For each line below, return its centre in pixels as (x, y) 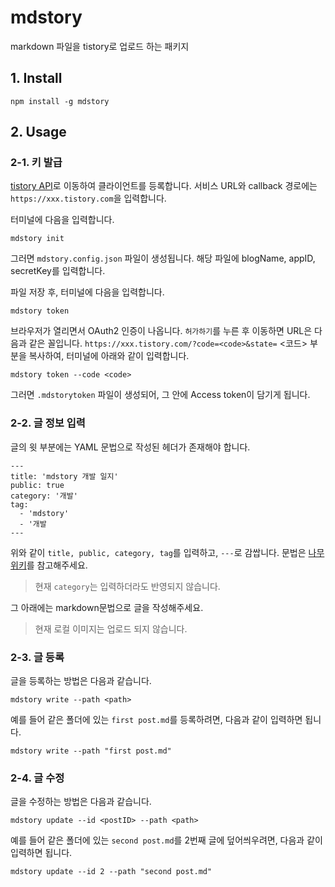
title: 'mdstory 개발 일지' (64, 476)
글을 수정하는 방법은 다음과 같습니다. (81, 802)
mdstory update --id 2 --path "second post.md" (111, 872)
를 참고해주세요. (57, 565)
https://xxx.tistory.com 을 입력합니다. (88, 198)
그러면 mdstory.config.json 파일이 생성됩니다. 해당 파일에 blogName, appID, (163, 258)
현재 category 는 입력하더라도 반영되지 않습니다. (127, 586)
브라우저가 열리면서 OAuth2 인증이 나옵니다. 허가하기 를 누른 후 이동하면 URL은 (161, 331)
